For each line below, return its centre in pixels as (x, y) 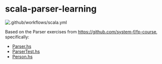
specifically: (17, 37)
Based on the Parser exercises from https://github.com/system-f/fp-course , (81, 32)
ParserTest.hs (26, 51)
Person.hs (22, 56)
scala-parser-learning (51, 9)
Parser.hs (22, 46)
